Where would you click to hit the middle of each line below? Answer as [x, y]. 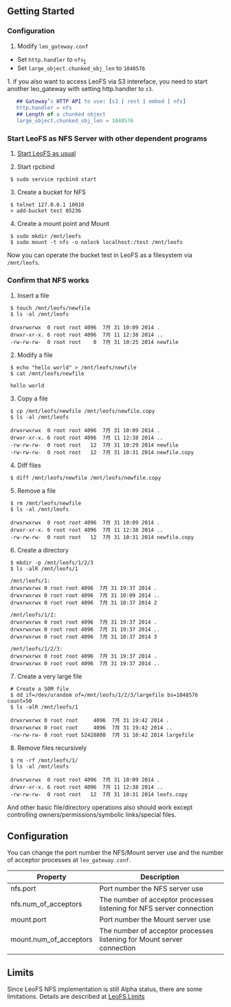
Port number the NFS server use [152, 888]
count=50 [20, 701]
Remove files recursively [52, 748]
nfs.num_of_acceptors [46, 904]
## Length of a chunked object [61, 114]
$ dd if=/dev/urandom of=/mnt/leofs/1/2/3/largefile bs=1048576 [104, 695]
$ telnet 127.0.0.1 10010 [47, 205]
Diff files [29, 465]
